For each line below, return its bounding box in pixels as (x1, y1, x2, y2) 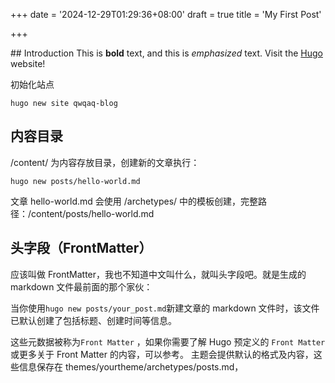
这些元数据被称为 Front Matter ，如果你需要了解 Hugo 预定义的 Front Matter (10, 335, 326, 348)
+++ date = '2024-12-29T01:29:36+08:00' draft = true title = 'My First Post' (10, 9, 322, 20)
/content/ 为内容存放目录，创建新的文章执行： (10, 156, 200, 168)
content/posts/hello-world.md (31, 207, 155, 219)
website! (10, 58, 46, 69)
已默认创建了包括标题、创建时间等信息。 (10, 314, 177, 326)
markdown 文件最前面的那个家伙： (10, 280, 153, 293)
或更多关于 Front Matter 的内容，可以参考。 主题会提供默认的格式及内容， (10, 348, 314, 360)
